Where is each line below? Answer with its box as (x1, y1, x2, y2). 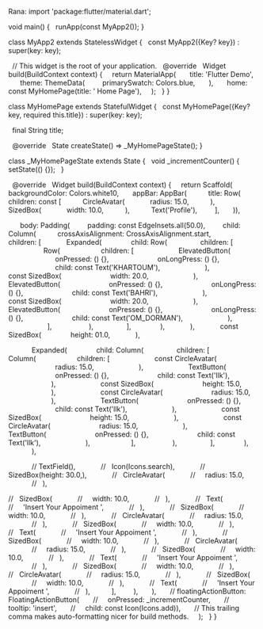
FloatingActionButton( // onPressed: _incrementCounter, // (8, 595, 230, 604)
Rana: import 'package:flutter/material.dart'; (8, 7, 152, 16)
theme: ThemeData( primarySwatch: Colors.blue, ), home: (19, 78, 248, 87)
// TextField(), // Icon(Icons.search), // (31, 462, 206, 471)
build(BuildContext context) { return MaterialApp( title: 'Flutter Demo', (8, 70, 253, 78)
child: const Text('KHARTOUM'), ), (55, 263, 210, 272)
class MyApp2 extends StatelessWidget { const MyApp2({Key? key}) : (8, 37, 240, 47)
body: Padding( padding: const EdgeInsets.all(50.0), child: (19, 221, 241, 230)
